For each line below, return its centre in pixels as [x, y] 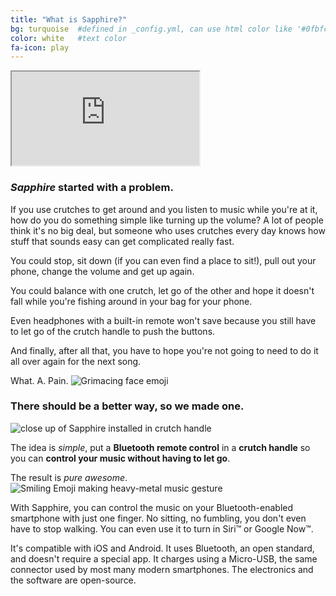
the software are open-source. [73, 580]
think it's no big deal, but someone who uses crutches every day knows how [168, 230]
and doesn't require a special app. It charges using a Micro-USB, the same [164, 558]
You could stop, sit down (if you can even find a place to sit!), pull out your [163, 260]
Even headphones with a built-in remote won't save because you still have [163, 320]
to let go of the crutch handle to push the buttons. [113, 331]
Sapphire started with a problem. [92, 188]
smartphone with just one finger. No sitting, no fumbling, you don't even [158, 518]
